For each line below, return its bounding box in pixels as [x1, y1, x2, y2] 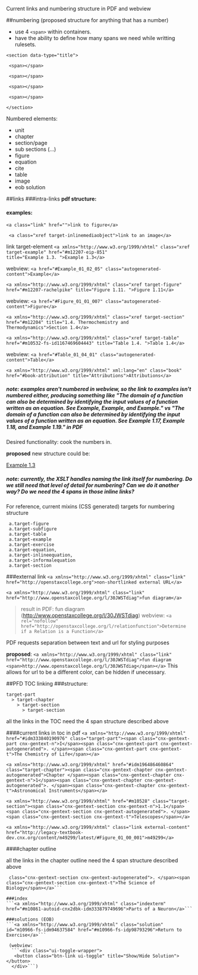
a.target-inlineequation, [8, 552, 73, 559]
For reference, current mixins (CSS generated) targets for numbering [6, 503, 175, 510]
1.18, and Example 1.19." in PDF [6, 423, 83, 430]
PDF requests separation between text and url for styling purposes [6, 639, 169, 646]
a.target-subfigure [8, 526, 58, 532]
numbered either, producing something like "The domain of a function [6, 391, 183, 399]
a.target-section [8, 563, 52, 569]
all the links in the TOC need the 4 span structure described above [6, 718, 169, 725]
